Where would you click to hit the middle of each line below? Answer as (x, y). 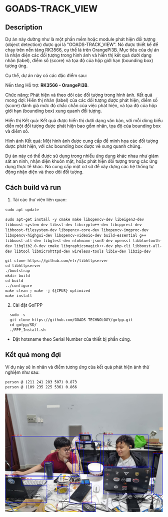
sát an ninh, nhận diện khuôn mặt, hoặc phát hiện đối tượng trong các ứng (81, 161)
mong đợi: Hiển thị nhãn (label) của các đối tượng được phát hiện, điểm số (81, 100)
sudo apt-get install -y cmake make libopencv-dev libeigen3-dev (74, 219)
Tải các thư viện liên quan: (39, 199)
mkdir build (17, 276)
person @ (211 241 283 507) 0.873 (41, 382)
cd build (14, 281)
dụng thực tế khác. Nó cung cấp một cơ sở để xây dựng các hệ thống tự (79, 166)
